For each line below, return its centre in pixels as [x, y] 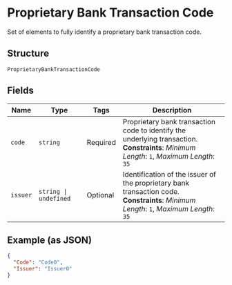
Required [101, 142]
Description [172, 110]
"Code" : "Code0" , [38, 263]
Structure [28, 53]
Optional [100, 195]
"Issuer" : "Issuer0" [43, 269]
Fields [21, 91]
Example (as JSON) [49, 240]
